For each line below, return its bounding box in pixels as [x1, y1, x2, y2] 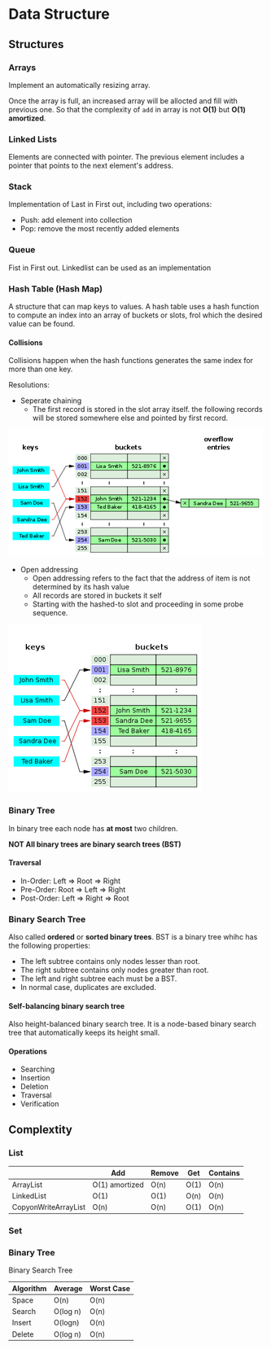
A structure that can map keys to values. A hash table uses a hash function [8, 302, 260, 312]
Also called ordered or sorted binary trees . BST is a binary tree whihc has [8, 932, 258, 942]
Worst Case [89, 1283, 131, 1293]
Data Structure [8, 5, 110, 24]
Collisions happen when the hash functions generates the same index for [8, 356, 254, 366]
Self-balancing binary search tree [8, 1001, 125, 1010]
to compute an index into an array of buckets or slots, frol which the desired [8, 310, 263, 320]
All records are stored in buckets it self [32, 591, 163, 601]
